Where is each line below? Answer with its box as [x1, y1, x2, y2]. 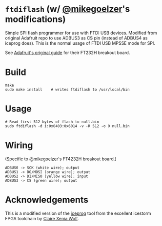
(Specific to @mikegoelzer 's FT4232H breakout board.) [5, 156, 117, 162]
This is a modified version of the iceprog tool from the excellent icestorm [5, 210, 151, 216]
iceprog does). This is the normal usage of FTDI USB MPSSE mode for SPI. [5, 40, 155, 46]
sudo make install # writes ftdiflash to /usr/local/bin [5, 87, 130, 92]
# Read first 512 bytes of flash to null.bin [5, 119, 99, 124]
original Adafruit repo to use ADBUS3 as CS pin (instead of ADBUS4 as [5, 35, 148, 41]
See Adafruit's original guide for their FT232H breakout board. [5, 50, 130, 56]
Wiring [5, 140, 33, 151]
